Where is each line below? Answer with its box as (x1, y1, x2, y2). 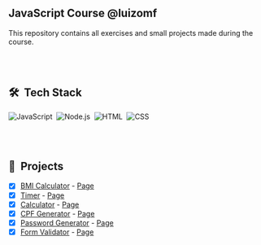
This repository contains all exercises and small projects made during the (8, 28, 254, 37)
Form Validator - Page (20, 227, 94, 237)
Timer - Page (20, 190, 65, 200)
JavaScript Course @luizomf (8, 7, 158, 20)
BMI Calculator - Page (20, 181, 95, 190)
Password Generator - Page (20, 217, 114, 227)
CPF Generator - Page (20, 208, 95, 218)
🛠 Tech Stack (8, 85, 83, 100)
